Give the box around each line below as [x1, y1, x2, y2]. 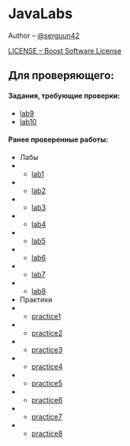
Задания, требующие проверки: [8, 91, 121, 100]
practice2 [31, 328, 63, 337]
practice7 [31, 411, 63, 422]
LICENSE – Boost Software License [8, 46, 122, 55]
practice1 [31, 311, 61, 321]
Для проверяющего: [8, 69, 114, 83]
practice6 [31, 395, 63, 404]
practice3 [31, 344, 63, 355]
